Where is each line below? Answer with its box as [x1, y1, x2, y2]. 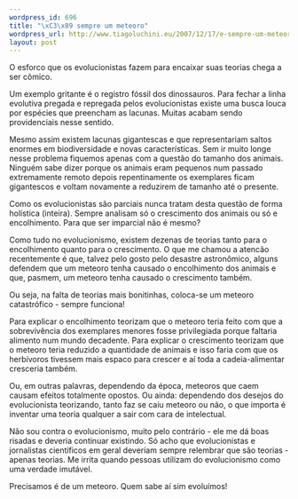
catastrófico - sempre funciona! [9, 299, 126, 310]
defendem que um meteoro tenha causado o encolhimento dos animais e [9, 263, 277, 273]
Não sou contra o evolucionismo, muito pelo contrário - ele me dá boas [9, 426, 270, 437]
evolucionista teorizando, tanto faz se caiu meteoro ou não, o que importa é [9, 400, 286, 410]
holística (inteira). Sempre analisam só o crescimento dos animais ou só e [9, 208, 278, 218]
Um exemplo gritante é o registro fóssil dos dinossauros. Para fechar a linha [9, 89, 286, 99]
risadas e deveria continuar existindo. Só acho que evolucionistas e [9, 436, 255, 447]
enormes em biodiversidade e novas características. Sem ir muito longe [9, 144, 271, 154]
